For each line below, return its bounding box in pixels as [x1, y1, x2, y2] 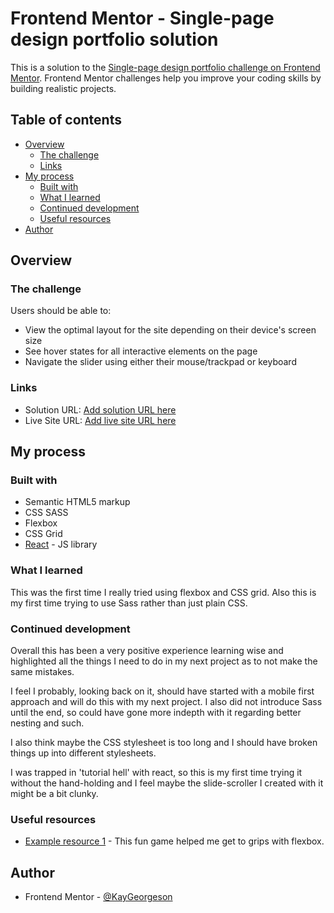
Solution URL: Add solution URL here [24, 403, 177, 416]
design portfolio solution [10, 28, 219, 51]
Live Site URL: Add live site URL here [24, 414, 177, 426]
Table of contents [10, 112, 122, 129]
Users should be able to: [10, 305, 112, 317]
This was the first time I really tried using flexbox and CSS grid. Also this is [10, 586, 317, 598]
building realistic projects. [10, 82, 117, 94]
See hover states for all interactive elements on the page [24, 345, 258, 357]
